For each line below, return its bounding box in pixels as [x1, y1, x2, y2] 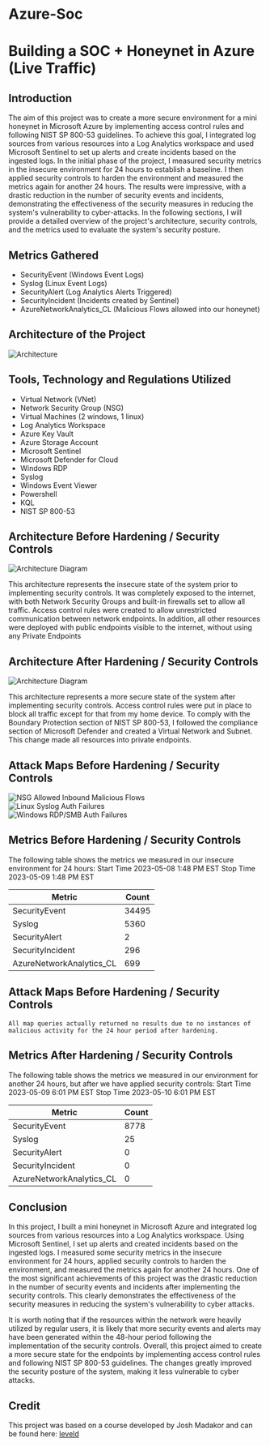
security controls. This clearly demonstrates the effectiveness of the [8, 1290, 236, 1301]
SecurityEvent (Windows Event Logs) [19, 270, 145, 280]
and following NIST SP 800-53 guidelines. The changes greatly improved [8, 1358, 252, 1368]
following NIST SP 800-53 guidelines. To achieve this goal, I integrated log [8, 130, 256, 140]
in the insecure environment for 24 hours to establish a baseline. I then [8, 165, 244, 174]
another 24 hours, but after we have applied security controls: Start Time [8, 1079, 251, 1089]
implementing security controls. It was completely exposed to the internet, [8, 588, 256, 598]
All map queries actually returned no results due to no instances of [8, 1019, 251, 1028]
